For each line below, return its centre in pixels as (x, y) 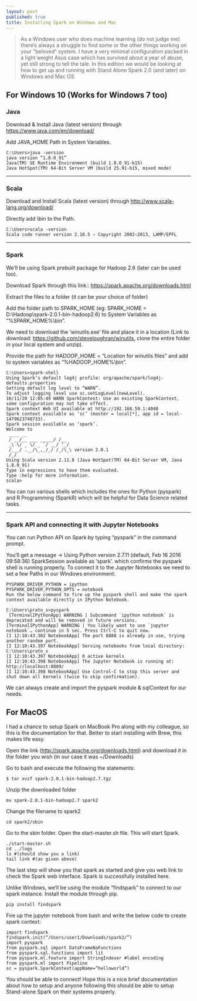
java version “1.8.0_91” (36, 158)
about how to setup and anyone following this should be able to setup (90, 985)
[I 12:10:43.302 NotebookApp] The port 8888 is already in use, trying (95, 635)
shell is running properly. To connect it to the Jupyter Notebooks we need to (98, 567)
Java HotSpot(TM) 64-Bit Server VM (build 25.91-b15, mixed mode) (89, 168)
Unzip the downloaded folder (41, 789)
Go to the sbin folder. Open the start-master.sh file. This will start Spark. (93, 833)
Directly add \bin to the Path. (41, 219)
